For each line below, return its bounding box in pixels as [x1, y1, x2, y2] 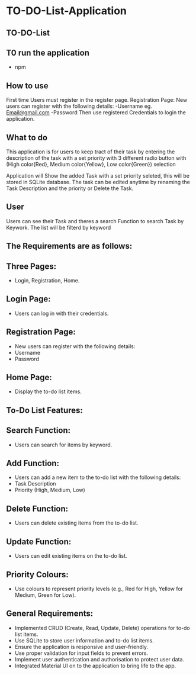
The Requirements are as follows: [6, 241, 133, 251]
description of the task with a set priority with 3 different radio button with [6, 155, 187, 162]
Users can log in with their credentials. [14, 310, 109, 317]
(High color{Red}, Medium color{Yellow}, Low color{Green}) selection [6, 161, 176, 168]
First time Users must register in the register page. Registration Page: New [6, 97, 188, 104]
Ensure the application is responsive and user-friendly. [14, 643, 148, 650]
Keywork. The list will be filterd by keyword [6, 224, 111, 231]
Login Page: [6, 294, 52, 304]
